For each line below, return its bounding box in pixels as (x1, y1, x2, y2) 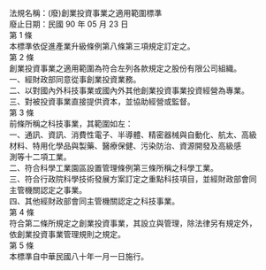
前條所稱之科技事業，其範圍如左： (9, 119, 133, 128)
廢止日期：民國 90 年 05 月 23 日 (9, 19, 129, 29)
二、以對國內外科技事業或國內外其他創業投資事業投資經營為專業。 (9, 85, 249, 96)
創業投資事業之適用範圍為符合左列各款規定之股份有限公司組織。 (9, 63, 241, 73)
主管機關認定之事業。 (9, 185, 87, 195)
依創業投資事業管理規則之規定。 (9, 229, 125, 239)
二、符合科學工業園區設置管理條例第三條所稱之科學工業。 (9, 163, 218, 173)
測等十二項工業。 (9, 151, 72, 162)
